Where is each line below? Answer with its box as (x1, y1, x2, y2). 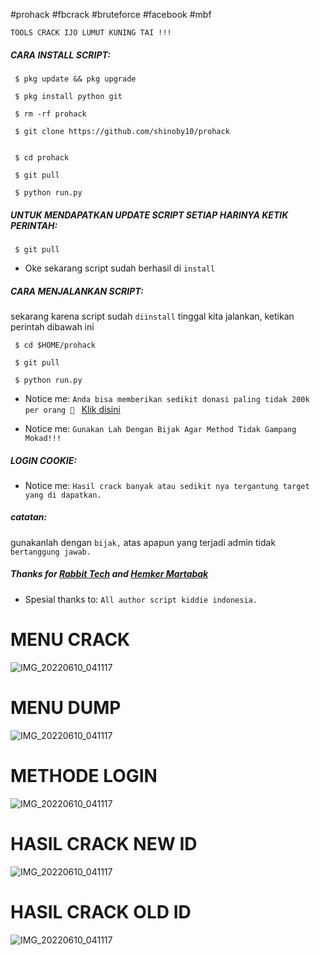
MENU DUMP (10, 696, 122, 719)
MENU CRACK (10, 629, 131, 651)
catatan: (10, 511, 48, 523)
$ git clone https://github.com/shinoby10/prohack (14, 126, 230, 136)
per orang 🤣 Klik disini (24, 403, 121, 415)
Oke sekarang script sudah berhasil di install (24, 262, 216, 274)
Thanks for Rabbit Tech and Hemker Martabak (10, 568, 209, 580)
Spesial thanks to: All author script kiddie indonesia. (24, 593, 258, 605)
